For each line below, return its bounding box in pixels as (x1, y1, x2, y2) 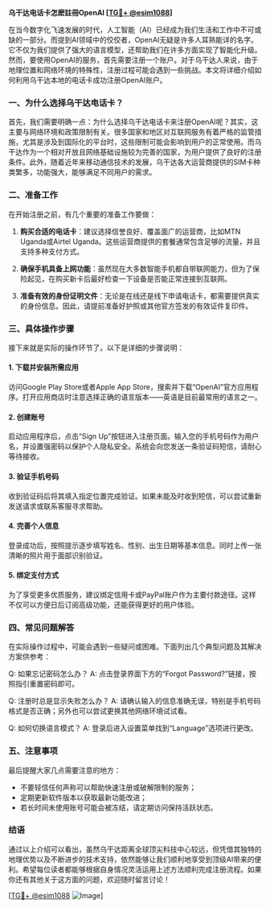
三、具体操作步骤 (8, 323, 75, 334)
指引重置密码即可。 (14, 679, 79, 689)
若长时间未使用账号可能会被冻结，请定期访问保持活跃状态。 (19, 803, 218, 812)
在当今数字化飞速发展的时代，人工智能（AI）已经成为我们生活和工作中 (8, 25, 241, 35)
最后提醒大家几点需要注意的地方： (8, 765, 121, 775)
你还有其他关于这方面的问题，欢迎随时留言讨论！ (8, 874, 170, 884)
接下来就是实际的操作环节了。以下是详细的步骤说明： (8, 342, 185, 353)
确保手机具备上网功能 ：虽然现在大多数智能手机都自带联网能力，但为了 (19, 263, 253, 273)
